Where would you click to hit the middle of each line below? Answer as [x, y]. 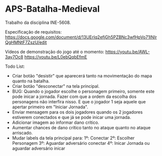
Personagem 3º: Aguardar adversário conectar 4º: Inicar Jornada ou [81, 143]
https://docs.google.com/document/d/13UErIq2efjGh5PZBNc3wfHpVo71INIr [81, 37]
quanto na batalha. [31, 81]
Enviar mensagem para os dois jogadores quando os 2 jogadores [77, 112]
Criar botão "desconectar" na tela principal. [56, 86]
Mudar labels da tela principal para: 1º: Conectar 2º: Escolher [73, 138]
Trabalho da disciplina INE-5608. [38, 22]
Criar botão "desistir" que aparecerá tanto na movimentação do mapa [82, 76]
